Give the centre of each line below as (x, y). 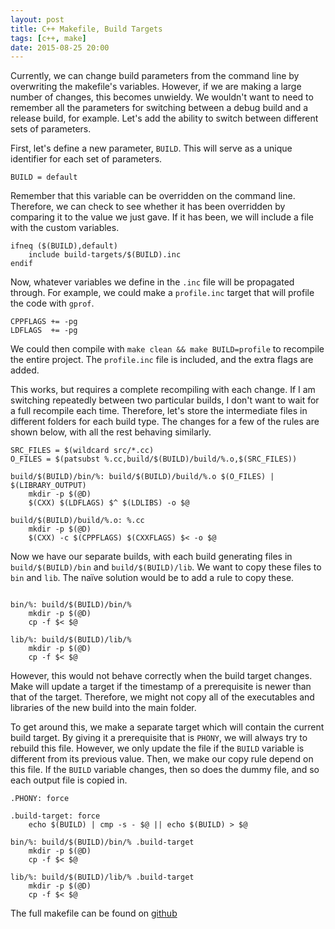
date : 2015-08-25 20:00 (60, 47)
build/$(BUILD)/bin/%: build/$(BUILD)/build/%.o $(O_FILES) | (142, 477)
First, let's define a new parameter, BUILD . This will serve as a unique (151, 148)
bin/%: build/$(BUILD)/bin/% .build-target (102, 842)
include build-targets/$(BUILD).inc (105, 255)
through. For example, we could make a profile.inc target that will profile (162, 293)
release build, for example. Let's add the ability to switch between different (164, 118)
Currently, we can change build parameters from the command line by (155, 76)
